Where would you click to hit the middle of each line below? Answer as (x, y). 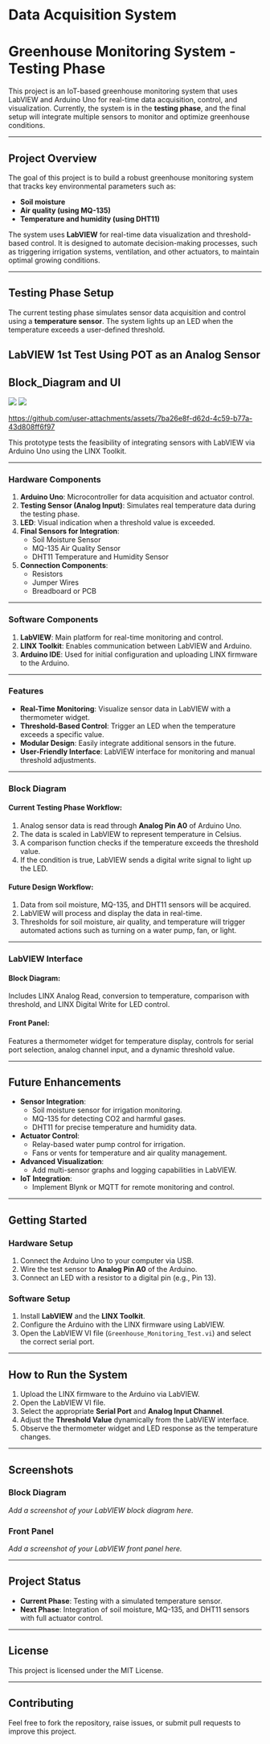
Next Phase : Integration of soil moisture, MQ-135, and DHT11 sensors (135, 1609)
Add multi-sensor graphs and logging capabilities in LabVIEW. (134, 1170)
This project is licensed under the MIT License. (86, 1670)
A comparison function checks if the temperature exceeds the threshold (139, 843)
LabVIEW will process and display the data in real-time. (111, 913)
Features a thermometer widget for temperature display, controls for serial (131, 1041)
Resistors (47, 574)
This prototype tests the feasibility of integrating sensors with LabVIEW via (132, 442)
